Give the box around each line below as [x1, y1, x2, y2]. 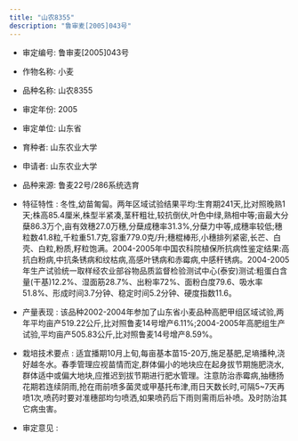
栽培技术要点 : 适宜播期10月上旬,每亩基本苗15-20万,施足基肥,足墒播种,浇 [21, 347, 286, 358]
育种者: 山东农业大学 [21, 142, 98, 152]
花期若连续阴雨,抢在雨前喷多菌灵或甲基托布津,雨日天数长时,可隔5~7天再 [21, 380, 286, 392]
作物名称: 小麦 [21, 66, 74, 77]
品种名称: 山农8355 [21, 85, 93, 95]
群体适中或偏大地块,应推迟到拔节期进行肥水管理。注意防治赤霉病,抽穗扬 [21, 370, 285, 380]
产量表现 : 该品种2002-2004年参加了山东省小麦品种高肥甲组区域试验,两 [21, 306, 285, 317]
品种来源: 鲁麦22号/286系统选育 [21, 179, 140, 190]
